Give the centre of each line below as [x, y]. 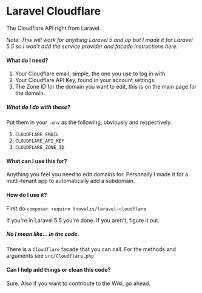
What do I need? [27, 60]
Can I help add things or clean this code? [59, 270]
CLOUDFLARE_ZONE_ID [40, 148]
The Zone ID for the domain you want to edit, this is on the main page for [106, 87]
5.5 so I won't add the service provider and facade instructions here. [92, 46]
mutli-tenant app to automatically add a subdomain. [71, 181]
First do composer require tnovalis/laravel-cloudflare [76, 209]
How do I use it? [27, 195]
